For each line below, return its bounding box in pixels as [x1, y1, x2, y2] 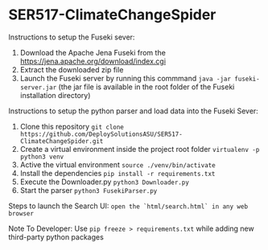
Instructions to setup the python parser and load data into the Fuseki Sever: [8, 106, 259, 116]
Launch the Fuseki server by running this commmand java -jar [19, 73, 232, 83]
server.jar [19, 83, 57, 92]
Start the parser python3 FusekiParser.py [19, 185, 158, 195]
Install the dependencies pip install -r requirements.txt [19, 168, 216, 178]
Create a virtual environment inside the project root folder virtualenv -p [19, 144, 260, 154]
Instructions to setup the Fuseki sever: [8, 32, 135, 42]
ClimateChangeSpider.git [19, 137, 104, 145]
